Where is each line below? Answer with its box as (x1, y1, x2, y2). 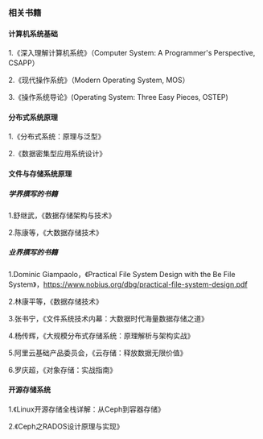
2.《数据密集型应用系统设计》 (8, 149, 107, 159)
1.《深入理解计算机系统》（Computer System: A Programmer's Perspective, (8, 48, 256, 58)
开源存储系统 (8, 385, 51, 395)
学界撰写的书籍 (8, 188, 58, 198)
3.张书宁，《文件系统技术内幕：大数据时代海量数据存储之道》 (8, 313, 209, 323)
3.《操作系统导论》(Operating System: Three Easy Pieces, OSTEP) (8, 93, 229, 102)
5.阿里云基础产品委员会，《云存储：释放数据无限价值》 (8, 348, 187, 358)
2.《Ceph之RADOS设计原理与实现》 (8, 421, 124, 432)
